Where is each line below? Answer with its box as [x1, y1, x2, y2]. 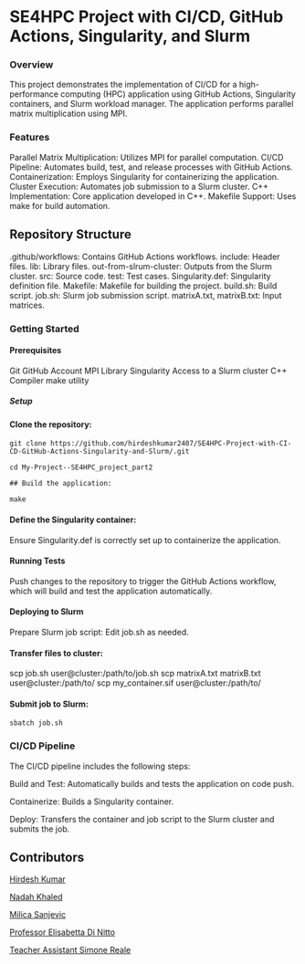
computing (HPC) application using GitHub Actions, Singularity [60, 89, 297, 100]
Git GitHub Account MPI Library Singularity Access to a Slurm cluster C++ [9, 365, 288, 376]
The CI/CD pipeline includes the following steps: [9, 760, 191, 771]
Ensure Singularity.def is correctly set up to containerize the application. [9, 534, 281, 545]
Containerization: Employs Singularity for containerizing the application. [9, 171, 279, 182]
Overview [9, 58, 54, 71]
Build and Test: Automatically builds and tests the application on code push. [9, 778, 295, 789]
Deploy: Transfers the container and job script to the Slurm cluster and [9, 813, 275, 824]
